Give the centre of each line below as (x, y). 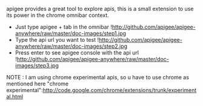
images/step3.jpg (37, 65)
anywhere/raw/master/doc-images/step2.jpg (71, 46)
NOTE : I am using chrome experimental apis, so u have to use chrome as (98, 77)
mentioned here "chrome (38, 84)
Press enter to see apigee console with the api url (77, 53)
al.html (15, 97)
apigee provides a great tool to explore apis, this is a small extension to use (100, 9)
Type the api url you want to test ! (57, 40)
